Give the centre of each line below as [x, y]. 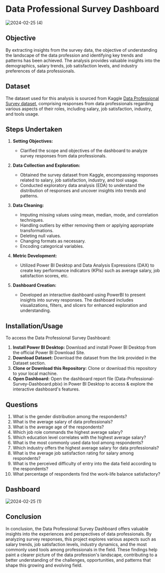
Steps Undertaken [34, 129]
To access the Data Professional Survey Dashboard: [58, 338]
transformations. [37, 231]
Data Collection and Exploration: [46, 165]
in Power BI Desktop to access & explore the [109, 384]
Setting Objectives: [33, 141]
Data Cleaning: [28, 206]
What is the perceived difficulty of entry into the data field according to [84, 464]
